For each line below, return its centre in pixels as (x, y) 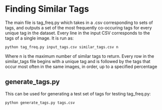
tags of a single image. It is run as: (39, 38)
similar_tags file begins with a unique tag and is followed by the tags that (78, 61)
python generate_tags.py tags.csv (40, 103)
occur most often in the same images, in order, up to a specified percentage (81, 66)
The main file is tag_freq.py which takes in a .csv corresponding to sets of (79, 22)
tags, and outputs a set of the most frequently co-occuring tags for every (79, 27)
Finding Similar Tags (47, 9)
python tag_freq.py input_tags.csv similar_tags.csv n (62, 47)
